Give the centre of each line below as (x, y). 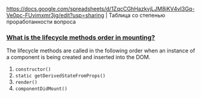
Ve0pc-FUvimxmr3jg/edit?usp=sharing (55, 15)
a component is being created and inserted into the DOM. (78, 57)
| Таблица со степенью (136, 15)
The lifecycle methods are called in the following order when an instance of (101, 51)
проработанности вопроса (41, 22)
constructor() (33, 69)
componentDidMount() (41, 89)
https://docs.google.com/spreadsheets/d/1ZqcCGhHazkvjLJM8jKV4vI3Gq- (100, 9)
